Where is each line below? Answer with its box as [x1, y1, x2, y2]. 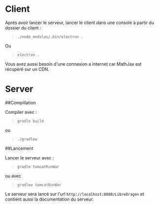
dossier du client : [5, 25, 42, 30]
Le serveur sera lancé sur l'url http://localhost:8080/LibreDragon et [5, 191, 145, 197]
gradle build [17, 119, 44, 124]
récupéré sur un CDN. [5, 66, 50, 72]
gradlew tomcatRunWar [17, 182, 61, 187]
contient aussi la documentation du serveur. [5, 196, 94, 202]
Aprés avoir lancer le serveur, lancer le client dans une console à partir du [5, 20, 155, 26]
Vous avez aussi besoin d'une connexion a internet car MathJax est [5, 61, 142, 67]
